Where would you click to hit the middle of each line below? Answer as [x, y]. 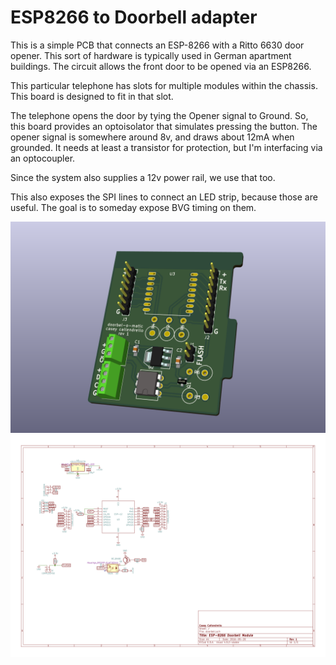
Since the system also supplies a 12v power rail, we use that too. [143, 177]
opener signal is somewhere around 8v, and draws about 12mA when [152, 137]
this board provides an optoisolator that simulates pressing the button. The [164, 126]
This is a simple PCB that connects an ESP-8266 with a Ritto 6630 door [157, 45]
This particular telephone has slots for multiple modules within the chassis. [164, 85]
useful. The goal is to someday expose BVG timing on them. [133, 207]
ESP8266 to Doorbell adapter [134, 17]
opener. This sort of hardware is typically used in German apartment [151, 55]
